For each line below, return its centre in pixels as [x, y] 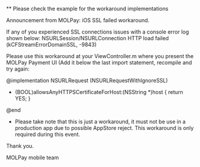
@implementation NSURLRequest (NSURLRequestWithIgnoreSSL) [87, 81]
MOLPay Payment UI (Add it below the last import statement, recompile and [99, 63]
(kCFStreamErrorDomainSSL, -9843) [51, 45]
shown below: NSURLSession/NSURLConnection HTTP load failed [87, 38]
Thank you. [20, 146]
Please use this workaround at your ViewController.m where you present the [100, 56]
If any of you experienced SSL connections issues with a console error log [98, 32]
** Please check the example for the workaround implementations [87, 9]
